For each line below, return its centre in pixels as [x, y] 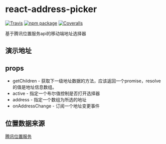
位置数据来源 [25, 123]
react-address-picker [51, 9]
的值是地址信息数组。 [34, 87]
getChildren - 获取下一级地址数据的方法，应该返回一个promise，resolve [87, 81]
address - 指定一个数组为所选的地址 [49, 100]
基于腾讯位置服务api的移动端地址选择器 [46, 33]
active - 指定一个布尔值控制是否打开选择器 [56, 93]
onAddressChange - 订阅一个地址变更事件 [56, 106]
